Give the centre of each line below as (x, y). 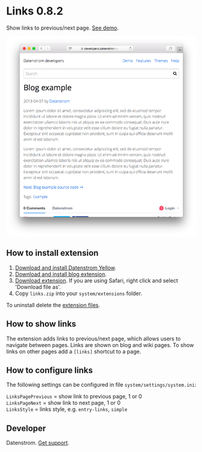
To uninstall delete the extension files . (53, 305)
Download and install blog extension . (61, 274)
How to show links (41, 324)
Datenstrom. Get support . (38, 443)
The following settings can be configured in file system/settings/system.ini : (101, 385)
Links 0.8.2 (35, 11)
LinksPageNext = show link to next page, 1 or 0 (63, 403)
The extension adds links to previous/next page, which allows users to (93, 339)
